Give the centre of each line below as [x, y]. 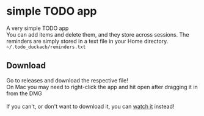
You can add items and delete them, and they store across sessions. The [98, 34]
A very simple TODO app [38, 28]
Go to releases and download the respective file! [67, 80]
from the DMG [24, 93]
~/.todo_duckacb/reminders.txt [46, 47]
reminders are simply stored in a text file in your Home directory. [87, 41]
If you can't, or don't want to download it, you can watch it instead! [90, 106]
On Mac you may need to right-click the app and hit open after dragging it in [102, 87]
